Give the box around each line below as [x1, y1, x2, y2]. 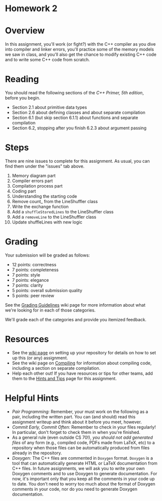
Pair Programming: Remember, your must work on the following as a [12, 409, 148, 415]
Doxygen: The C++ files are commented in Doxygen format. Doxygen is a [12, 455, 153, 461]
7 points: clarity [12, 282, 43, 288]
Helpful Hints [5, 393, 59, 404]
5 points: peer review [12, 293, 55, 298]
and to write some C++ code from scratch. [5, 57, 90, 63]
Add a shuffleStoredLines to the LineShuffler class [12, 209, 114, 214]
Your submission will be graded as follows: [5, 252, 90, 258]
